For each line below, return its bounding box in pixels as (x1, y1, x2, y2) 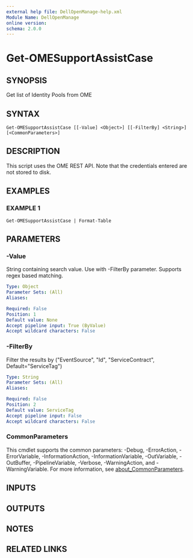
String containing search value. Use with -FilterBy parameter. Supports (6, 266, 182, 273)
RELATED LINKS (6, 544, 67, 554)
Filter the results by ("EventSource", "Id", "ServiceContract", (6, 356, 155, 363)
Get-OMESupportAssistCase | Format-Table (6, 218, 112, 224)
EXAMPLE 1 (6, 204, 41, 212)
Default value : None (6, 317, 58, 323)
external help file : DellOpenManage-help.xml (6, 8, 122, 15)
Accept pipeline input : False (6, 412, 82, 419)
